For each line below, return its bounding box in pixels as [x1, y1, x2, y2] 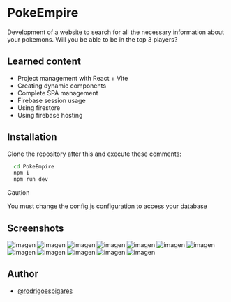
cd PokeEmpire [13, 163, 54, 170]
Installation [7, 131, 57, 143]
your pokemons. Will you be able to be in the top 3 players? [7, 35, 178, 43]
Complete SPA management [17, 88, 99, 97]
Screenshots [7, 222, 64, 234]
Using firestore [17, 103, 61, 112]
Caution [7, 189, 30, 197]
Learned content [7, 56, 82, 67]
